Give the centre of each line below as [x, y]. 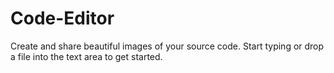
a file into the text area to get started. [86, 56]
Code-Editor [62, 18]
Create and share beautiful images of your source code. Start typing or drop [167, 46]
